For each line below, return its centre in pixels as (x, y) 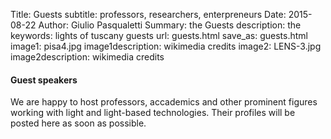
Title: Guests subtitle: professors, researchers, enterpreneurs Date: (148, 14)
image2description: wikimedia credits (87, 57)
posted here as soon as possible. (78, 123)
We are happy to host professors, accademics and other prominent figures (164, 102)
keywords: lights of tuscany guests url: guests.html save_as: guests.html (159, 35)
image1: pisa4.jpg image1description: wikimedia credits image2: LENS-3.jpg (166, 46)
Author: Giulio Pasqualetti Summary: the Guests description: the (170, 25)
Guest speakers (44, 80)
